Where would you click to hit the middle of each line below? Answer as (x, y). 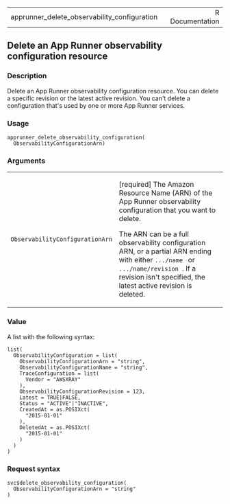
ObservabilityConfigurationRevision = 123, (82, 391)
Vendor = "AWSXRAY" (53, 379)
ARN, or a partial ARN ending (165, 251)
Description (27, 76)
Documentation (195, 21)
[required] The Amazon (156, 185)
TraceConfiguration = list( (59, 374)
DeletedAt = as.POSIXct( (55, 427)
